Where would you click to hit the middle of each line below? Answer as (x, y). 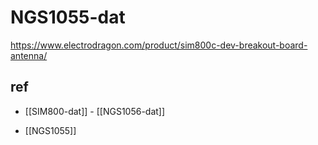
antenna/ (29, 55)
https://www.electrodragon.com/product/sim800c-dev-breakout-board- (159, 45)
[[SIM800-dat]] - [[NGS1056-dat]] (95, 111)
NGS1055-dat (68, 17)
